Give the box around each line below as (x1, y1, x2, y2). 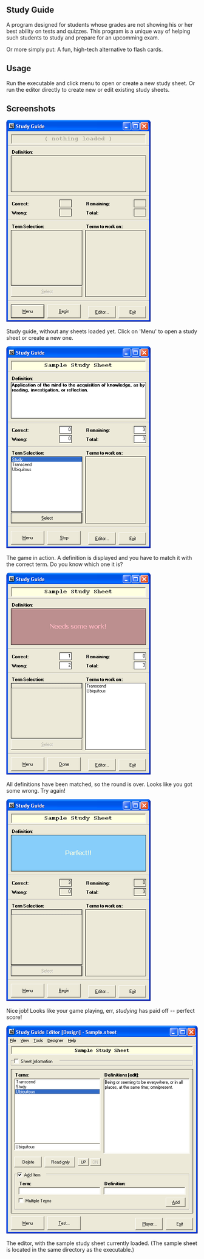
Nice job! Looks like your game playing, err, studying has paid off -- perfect (6, 1007, 195, 1015)
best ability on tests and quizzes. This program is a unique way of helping (6, 27, 191, 35)
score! (6, 1013, 22, 1021)
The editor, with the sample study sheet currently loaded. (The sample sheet (6, 1240, 197, 1247)
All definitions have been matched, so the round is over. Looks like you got (6, 781, 192, 788)
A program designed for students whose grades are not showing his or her (6, 21, 193, 28)
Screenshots (6, 103, 56, 114)
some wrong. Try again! (6, 787, 66, 795)
